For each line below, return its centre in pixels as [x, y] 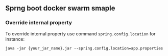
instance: [15, 39]
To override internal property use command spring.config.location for [80, 34]
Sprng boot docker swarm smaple [61, 8]
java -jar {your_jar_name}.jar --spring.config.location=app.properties [84, 48]
